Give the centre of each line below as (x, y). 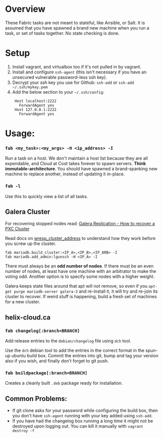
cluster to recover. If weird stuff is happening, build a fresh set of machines (81, 297)
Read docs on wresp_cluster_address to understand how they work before (80, 238)
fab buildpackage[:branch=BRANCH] (46, 373)
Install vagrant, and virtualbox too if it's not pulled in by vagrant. (77, 67)
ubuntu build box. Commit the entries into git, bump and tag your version (85, 356)
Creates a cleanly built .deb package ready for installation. (64, 383)
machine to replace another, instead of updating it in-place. (65, 174)
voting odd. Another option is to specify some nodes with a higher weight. (80, 276)
